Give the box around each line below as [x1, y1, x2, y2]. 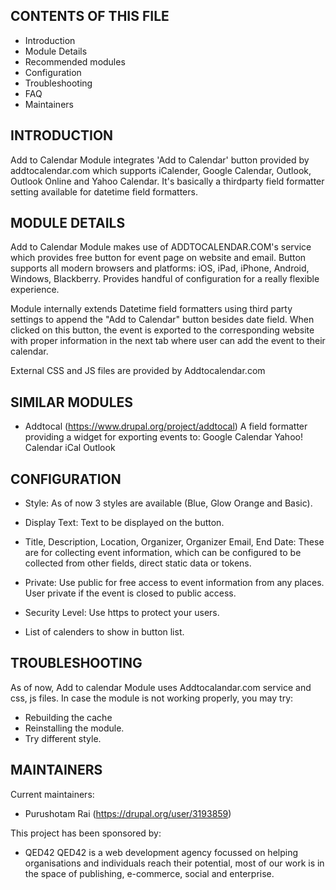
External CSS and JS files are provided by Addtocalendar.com [10, 365, 266, 377]
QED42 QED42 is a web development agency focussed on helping [24, 846, 299, 858]
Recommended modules [24, 55, 126, 68]
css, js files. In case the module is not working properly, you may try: [10, 692, 294, 704]
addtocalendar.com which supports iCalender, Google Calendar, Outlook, [10, 164, 312, 176]
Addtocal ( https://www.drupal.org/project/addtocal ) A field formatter [24, 420, 308, 433]
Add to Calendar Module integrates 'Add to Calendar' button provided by [10, 154, 310, 166]
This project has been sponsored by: [10, 827, 162, 839]
